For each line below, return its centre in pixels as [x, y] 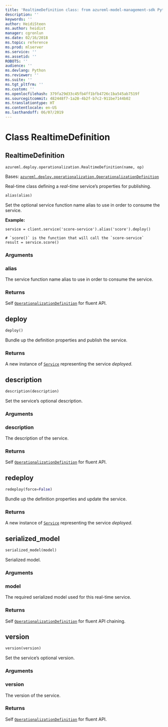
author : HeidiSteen [25, 24]
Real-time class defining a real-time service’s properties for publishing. [78, 186]
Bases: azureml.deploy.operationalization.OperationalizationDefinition [82, 176]
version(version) [23, 648]
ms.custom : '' [20, 89]
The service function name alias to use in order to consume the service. [79, 279]
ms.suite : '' [19, 80]
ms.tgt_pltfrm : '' [24, 84]
